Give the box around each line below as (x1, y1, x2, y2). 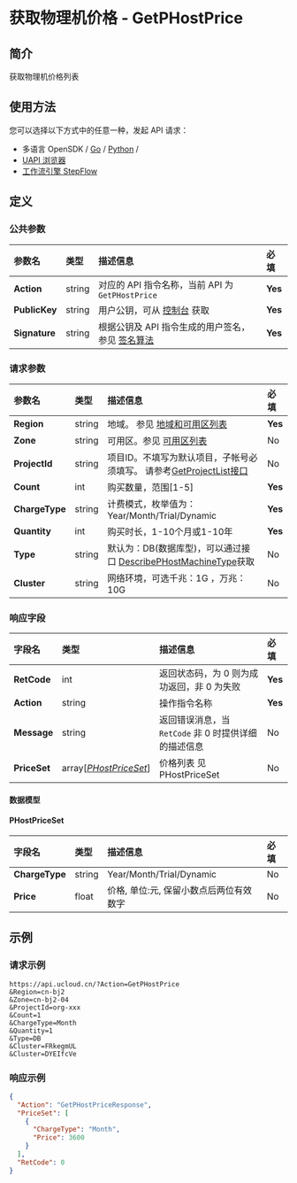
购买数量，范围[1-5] (107, 481, 194, 493)
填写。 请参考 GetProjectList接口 (116, 464, 249, 476)
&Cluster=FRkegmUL (9, 1041, 77, 1050)
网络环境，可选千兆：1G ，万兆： (107, 572, 247, 584)
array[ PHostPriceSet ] (61, 762, 151, 775)
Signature (13, 327, 56, 339)
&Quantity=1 (9, 1026, 53, 1035)
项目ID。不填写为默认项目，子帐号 (107, 451, 249, 463)
